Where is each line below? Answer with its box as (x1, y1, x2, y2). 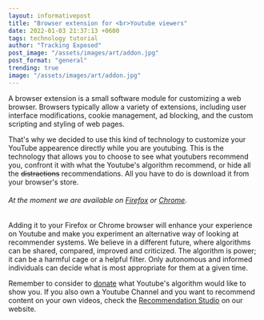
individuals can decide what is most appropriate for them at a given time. (8, 262, 249, 273)
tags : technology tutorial (8, 34, 98, 43)
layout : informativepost (8, 11, 91, 20)
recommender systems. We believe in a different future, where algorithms (8, 237, 251, 247)
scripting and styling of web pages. (8, 119, 126, 128)
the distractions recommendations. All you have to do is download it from (8, 168, 250, 178)
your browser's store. (8, 177, 79, 187)
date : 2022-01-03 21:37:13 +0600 (8, 26, 120, 34)
